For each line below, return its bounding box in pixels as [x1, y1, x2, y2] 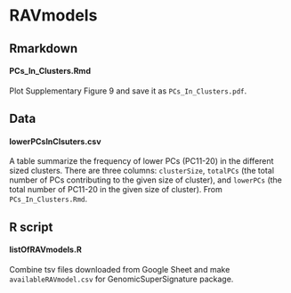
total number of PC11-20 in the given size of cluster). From [9, 184, 222, 195]
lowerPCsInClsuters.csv [9, 135, 101, 147]
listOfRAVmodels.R [9, 244, 82, 255]
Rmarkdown [9, 41, 78, 56]
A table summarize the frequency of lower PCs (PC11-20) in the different [9, 156, 274, 167]
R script [9, 219, 53, 234]
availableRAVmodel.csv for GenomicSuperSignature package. [9, 273, 234, 284]
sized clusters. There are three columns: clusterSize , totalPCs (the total [9, 166, 274, 176]
